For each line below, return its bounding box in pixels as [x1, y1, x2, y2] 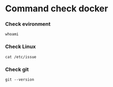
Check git [5, 66, 29, 73]
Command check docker [5, 3, 108, 14]
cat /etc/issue [5, 54, 37, 59]
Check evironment [5, 21, 51, 28]
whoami [5, 32, 19, 37]
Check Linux [5, 43, 36, 50]
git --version [5, 77, 35, 82]
